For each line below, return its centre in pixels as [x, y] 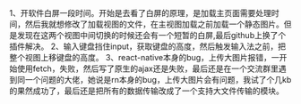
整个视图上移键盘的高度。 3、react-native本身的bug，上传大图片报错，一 [144, 57]
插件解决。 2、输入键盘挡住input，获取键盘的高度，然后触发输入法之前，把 [148, 46]
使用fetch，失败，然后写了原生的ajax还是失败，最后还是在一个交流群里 [148, 68]
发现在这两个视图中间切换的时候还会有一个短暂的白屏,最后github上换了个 [151, 35]
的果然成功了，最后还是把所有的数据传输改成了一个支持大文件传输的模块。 [146, 91]
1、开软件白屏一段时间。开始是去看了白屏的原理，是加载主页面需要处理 [140, 13]
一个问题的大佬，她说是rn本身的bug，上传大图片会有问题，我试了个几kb [158, 80]
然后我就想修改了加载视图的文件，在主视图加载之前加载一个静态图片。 [154, 24]
